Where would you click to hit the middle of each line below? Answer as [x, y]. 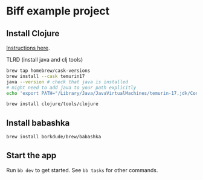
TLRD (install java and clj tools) [45, 59]
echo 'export [23, 93]
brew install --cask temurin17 [46, 76]
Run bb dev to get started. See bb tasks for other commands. [82, 170]
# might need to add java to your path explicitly [71, 88]
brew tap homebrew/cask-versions [48, 71]
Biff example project [58, 11]
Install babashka [38, 123]
